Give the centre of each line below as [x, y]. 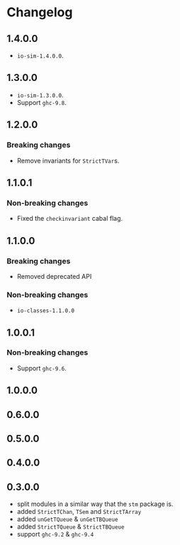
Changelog [40, 12]
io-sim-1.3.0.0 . [40, 95]
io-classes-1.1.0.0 [46, 311]
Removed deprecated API [54, 276]
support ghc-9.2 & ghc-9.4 [55, 534]
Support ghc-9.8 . [41, 102]
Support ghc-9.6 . [41, 368]
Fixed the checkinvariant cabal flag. [70, 219]
